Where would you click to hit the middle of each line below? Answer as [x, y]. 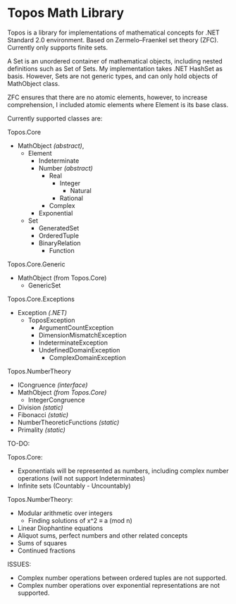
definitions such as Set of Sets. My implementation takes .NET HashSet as [115, 68]
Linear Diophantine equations [60, 528]
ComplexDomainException [87, 357]
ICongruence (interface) [52, 385]
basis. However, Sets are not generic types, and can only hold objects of [113, 76]
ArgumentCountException [76, 327]
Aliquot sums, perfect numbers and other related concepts [103, 535]
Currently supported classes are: [55, 118]
